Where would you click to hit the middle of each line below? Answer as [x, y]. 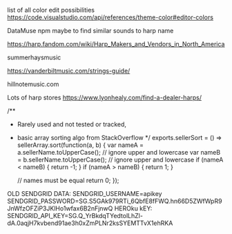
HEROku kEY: [133, 208]
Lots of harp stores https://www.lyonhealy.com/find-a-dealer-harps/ [105, 97]
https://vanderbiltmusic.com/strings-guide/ [69, 71]
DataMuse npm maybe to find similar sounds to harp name [90, 31]
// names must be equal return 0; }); [68, 180]
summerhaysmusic [34, 57]
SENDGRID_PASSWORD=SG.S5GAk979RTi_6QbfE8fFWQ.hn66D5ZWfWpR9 [115, 201]
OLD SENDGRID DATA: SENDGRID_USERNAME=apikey [85, 194]
